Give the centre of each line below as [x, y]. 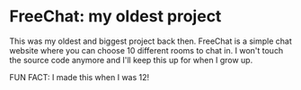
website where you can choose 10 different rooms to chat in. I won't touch [146, 50]
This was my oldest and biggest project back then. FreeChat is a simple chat [150, 41]
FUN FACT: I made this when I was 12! [80, 77]
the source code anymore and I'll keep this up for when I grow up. [131, 60]
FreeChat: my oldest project [115, 16]
